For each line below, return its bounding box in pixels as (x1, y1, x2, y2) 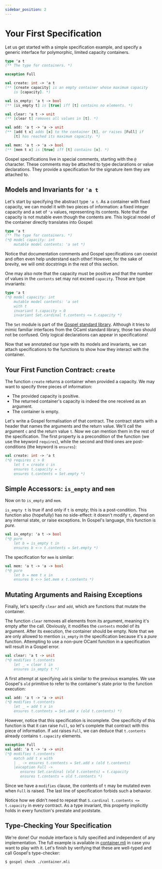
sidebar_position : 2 (5, 7, 47, 12)
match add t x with (14, 756, 53, 761)
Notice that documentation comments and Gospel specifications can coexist (5, 251, 157, 256)
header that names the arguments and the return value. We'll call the (5, 423, 142, 429)
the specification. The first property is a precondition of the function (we (5, 434, 149, 439)
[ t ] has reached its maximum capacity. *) (14, 134, 101, 139)
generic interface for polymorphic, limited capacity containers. (5, 49, 130, 55)
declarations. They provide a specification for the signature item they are (5, 166, 150, 172)
